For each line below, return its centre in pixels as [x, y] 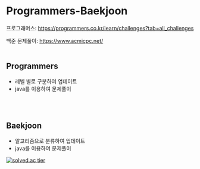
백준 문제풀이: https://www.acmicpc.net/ [55, 40]
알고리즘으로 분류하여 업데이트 [50, 140]
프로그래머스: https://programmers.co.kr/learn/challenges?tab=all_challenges [100, 28]
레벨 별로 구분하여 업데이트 [46, 81]
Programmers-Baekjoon [67, 11]
